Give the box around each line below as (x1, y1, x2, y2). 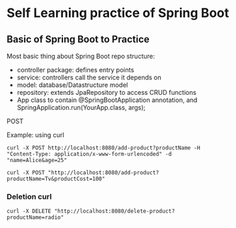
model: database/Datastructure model (16, 81, 128, 89)
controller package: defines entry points (16, 66, 135, 74)
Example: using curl (6, 131, 64, 139)
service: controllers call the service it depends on (16, 73, 162, 81)
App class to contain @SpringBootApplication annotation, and (16, 96, 198, 104)
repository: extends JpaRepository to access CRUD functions (16, 89, 196, 96)
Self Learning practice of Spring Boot (6, 5, 230, 21)
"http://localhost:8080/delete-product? (54, 207, 175, 215)
